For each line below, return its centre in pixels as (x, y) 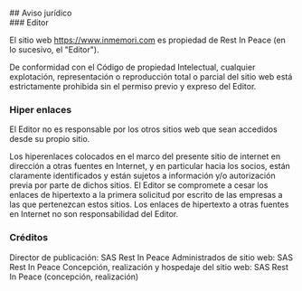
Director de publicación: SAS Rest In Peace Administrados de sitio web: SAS (151, 257)
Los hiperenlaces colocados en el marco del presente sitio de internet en (145, 156)
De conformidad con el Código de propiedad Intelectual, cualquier (132, 67)
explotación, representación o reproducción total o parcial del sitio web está (151, 77)
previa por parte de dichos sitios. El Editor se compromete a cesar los (139, 185)
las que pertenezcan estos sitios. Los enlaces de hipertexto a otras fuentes (149, 204)
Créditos (28, 238)
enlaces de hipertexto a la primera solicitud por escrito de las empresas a (146, 195)
